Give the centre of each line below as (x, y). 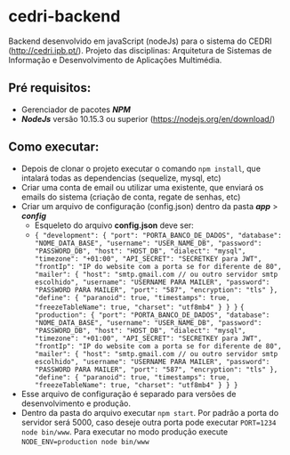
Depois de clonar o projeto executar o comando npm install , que (141, 168)
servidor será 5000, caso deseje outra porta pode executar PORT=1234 (149, 422)
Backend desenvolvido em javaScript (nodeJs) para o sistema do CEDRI (140, 41)
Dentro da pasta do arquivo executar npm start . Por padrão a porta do (150, 412)
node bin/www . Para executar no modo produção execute (125, 431)
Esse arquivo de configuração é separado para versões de (129, 394)
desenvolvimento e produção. (76, 403)
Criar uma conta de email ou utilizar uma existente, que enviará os (142, 187)
